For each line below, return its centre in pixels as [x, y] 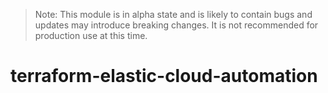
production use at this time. [91, 35]
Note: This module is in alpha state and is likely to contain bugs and [173, 14]
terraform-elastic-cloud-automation [164, 76]
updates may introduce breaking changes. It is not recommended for [176, 25]
